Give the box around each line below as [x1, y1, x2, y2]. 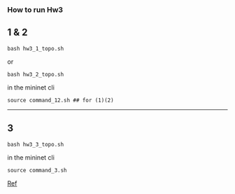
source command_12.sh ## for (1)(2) [7, 97, 114, 104]
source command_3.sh [7, 167, 68, 174]
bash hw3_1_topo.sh [7, 45, 64, 52]
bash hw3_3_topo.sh [7, 141, 64, 148]
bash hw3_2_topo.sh [7, 71, 64, 78]
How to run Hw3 [7, 5, 64, 15]
